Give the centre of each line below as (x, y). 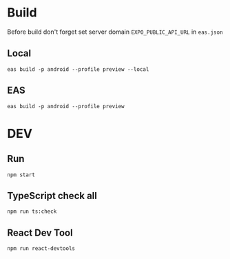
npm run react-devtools (41, 249)
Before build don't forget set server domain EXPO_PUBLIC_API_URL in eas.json (115, 32)
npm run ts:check (32, 211)
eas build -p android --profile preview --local (78, 69)
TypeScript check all (52, 195)
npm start (21, 175)
